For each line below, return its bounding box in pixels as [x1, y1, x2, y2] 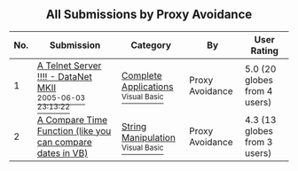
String [121, 120, 147, 132]
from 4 [244, 84, 273, 97]
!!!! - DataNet [36, 70, 93, 82]
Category [130, 39, 171, 51]
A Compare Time [36, 113, 108, 126]
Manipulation [121, 131, 176, 144]
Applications [121, 80, 174, 92]
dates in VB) [36, 146, 89, 159]
